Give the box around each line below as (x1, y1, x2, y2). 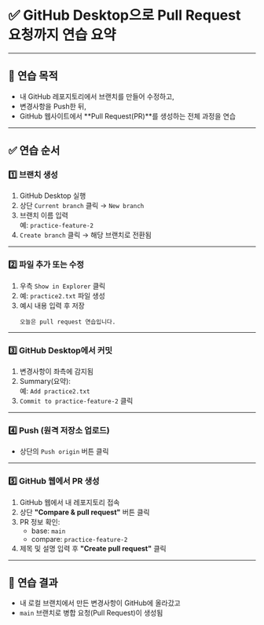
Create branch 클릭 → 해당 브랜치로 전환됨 (19, 230, 152, 239)
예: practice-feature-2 (19, 221, 94, 230)
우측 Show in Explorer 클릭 (19, 281, 106, 291)
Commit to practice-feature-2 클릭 (19, 397, 134, 406)
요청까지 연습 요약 (8, 26, 116, 44)
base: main (31, 526, 66, 535)
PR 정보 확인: (19, 517, 60, 526)
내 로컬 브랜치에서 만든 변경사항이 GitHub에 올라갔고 (19, 598, 181, 608)
